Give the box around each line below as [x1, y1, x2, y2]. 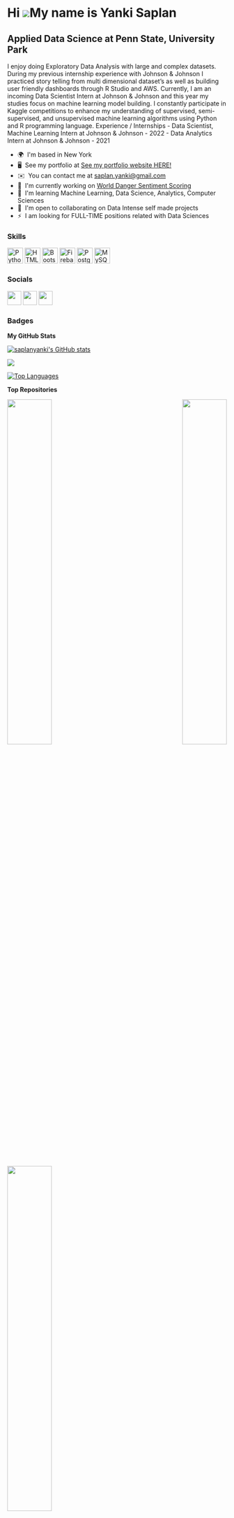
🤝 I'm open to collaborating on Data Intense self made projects [17, 204, 198, 212]
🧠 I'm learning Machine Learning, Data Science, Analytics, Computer [17, 189, 216, 197]
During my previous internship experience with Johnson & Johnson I [7, 70, 203, 78]
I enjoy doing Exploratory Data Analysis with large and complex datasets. [7, 62, 217, 71]
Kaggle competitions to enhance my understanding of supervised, [7, 107, 197, 115]
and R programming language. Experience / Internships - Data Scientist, [7, 122, 214, 130]
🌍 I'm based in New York [17, 150, 93, 159]
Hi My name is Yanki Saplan [7, 5, 177, 21]
